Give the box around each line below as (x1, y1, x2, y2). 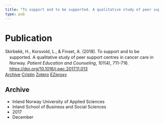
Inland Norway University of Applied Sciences (12, 98, 105, 105)
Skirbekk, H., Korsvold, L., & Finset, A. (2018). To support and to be (5, 49, 140, 54)
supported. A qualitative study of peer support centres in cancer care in (9, 54, 154, 60)
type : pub (5, 12, 25, 17)
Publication (5, 33, 52, 44)
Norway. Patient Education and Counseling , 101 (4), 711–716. (9, 60, 129, 66)
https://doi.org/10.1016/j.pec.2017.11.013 (9, 66, 88, 72)
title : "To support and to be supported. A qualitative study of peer (5, 7, 152, 12)
